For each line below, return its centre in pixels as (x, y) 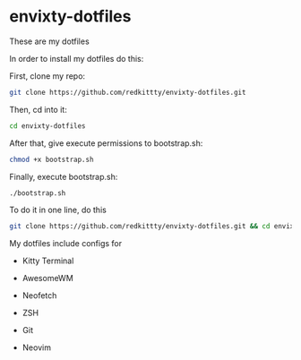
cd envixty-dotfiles (48, 126)
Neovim (37, 347)
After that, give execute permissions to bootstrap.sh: (106, 143)
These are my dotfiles (49, 41)
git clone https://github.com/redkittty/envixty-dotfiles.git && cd (140, 227)
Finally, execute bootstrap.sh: (64, 176)
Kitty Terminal (48, 261)
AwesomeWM (47, 279)
